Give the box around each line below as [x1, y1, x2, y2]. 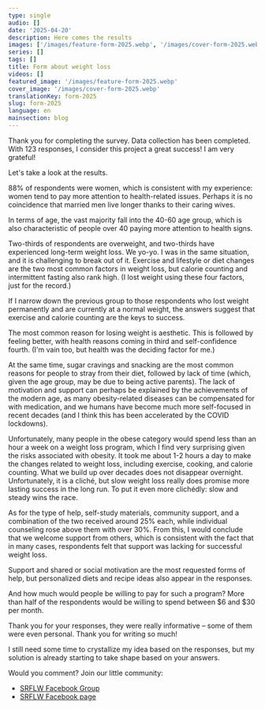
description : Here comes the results [8, 33, 132, 42]
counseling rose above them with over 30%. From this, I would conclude [8, 524, 244, 534]
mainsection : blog [8, 114, 69, 122]
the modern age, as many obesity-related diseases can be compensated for [8, 394, 255, 403]
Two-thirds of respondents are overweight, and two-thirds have [8, 238, 215, 248]
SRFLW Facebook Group [19, 683, 100, 692]
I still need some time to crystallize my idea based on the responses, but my [8, 644, 255, 654]
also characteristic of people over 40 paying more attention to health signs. [8, 223, 253, 233]
